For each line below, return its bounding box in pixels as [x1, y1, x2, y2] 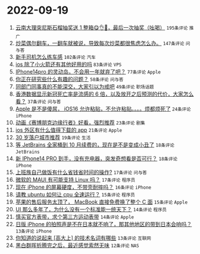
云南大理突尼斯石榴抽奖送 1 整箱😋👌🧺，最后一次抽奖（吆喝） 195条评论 [15, 24, 188, 31]
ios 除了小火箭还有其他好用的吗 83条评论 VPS [15, 61, 122, 68]
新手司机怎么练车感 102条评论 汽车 [15, 53, 96, 60]
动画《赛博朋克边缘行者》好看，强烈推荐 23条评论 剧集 [15, 119, 145, 126]
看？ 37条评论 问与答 [15, 97, 61, 104]
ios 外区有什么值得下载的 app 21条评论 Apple [15, 126, 123, 134]
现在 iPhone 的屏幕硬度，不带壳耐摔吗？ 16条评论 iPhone [15, 183, 151, 190]
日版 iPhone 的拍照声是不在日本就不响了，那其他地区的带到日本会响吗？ [15, 220, 192, 227]
